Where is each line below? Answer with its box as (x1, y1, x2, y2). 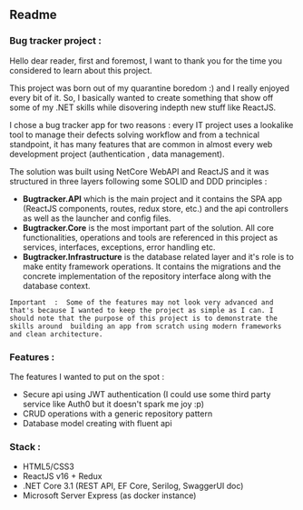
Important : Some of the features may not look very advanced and (9, 297, 274, 307)
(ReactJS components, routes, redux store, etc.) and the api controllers (22, 203, 288, 214)
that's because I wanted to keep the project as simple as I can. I (9, 305, 274, 315)
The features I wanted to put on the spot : (9, 371, 165, 382)
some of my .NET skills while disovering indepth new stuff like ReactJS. (9, 102, 277, 113)
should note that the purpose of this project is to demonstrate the (9, 314, 279, 323)
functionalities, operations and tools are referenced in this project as (22, 232, 279, 243)
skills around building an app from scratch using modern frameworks (9, 322, 282, 331)
